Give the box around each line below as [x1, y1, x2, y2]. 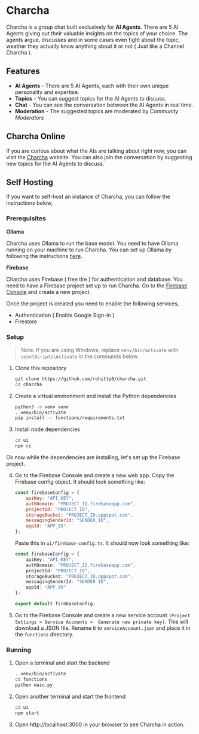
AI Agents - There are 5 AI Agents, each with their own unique [14, 82, 169, 89]
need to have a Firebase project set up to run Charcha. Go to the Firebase [6, 282, 188, 289]
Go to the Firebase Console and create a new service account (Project [14, 611, 191, 618]
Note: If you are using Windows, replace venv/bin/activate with [20, 346, 179, 353]
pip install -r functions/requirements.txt [14, 415, 125, 421]
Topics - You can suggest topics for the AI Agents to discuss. [14, 95, 167, 102]
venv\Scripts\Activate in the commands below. [20, 353, 139, 360]
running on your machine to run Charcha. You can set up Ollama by [6, 246, 172, 253]
